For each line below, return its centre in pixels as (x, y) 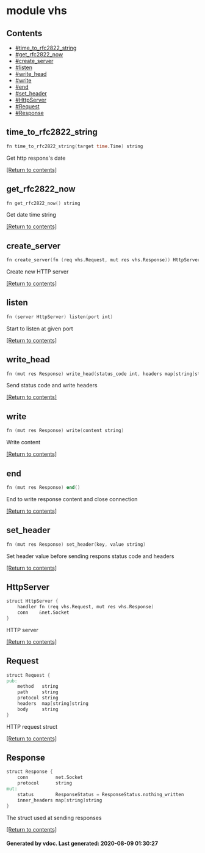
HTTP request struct (32, 726)
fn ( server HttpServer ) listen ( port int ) (60, 317)
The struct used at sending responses (54, 818)
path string (38, 692)
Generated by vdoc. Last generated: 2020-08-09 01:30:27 (82, 844)
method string (38, 687)
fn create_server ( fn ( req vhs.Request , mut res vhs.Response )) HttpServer (103, 260)
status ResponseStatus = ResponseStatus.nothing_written (101, 794)
